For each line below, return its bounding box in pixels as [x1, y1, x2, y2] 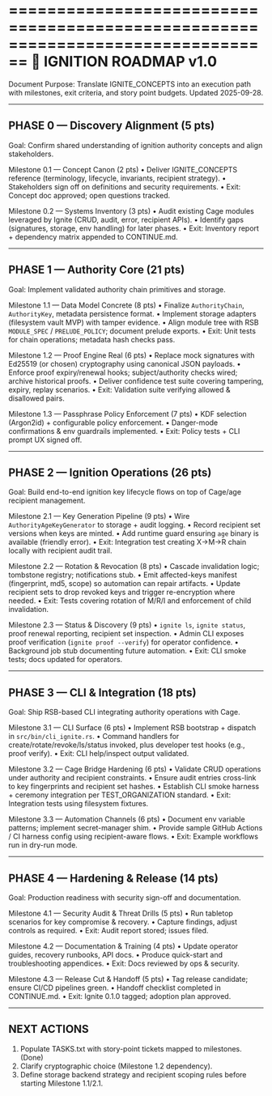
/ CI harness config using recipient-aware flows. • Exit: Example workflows [8, 831, 259, 842]
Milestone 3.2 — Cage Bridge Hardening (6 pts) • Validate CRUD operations [8, 764, 261, 774]
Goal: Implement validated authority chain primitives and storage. [8, 284, 227, 294]
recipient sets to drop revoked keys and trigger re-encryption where [8, 588, 236, 597]
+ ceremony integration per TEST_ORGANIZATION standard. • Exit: [8, 790, 232, 800]
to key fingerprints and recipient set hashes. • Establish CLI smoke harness [8, 782, 260, 792]
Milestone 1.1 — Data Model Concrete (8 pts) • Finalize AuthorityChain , [8, 300, 244, 310]
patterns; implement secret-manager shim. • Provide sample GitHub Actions [8, 823, 263, 833]
